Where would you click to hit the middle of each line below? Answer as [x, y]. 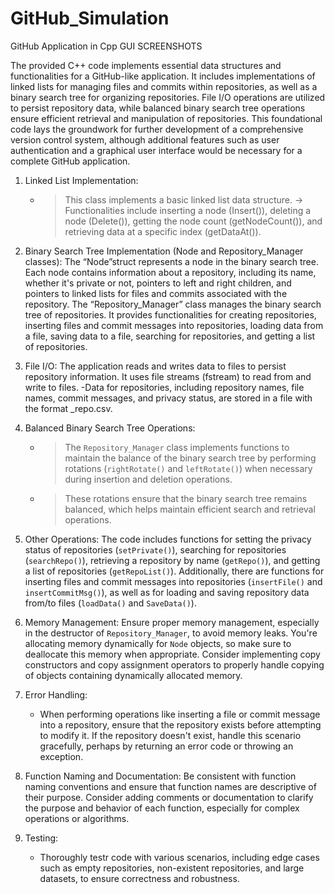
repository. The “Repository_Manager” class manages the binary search [173, 304]
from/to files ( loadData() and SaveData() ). [110, 603]
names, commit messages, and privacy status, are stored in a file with [168, 398]
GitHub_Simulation [90, 18]
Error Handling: [56, 694]
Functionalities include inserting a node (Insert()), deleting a [188, 210]
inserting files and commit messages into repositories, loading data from [174, 325]
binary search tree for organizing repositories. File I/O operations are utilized [168, 97]
